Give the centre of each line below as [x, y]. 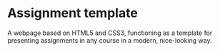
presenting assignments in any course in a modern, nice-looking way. [110, 40]
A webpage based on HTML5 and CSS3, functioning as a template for [110, 33]
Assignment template [72, 13]
